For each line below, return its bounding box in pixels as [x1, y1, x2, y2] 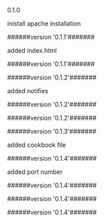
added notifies [7, 87, 49, 95]
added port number [7, 168, 63, 176]
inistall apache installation [7, 19, 81, 27]
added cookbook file [7, 141, 67, 149]
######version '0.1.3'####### [7, 127, 97, 135]
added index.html [7, 47, 57, 54]
